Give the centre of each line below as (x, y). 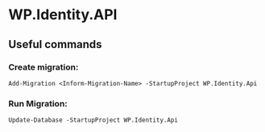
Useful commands (55, 44)
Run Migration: (38, 103)
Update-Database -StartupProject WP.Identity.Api (93, 120)
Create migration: (43, 67)
